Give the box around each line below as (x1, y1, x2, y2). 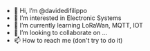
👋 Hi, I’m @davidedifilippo (13, 7, 88, 14)
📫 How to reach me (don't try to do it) (13, 37, 123, 44)
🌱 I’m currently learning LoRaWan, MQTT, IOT (13, 21, 144, 29)
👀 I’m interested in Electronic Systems (13, 14, 122, 22)
